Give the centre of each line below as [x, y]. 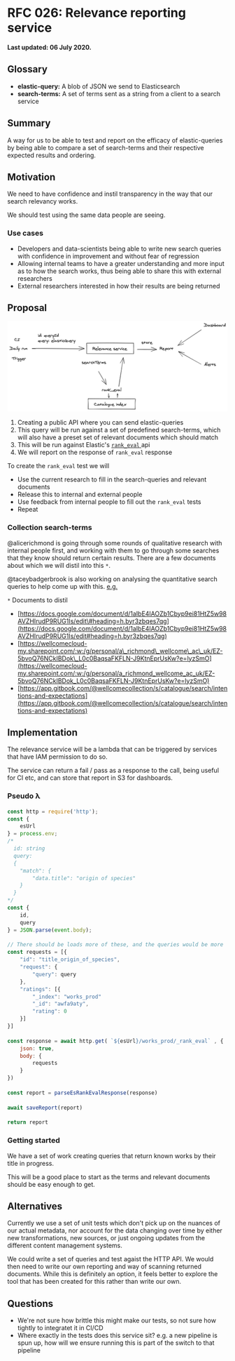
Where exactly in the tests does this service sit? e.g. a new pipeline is [117, 1336]
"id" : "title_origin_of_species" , [70, 960]
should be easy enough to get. [51, 1184]
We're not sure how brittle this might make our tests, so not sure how [117, 1320]
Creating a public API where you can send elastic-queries [100, 423]
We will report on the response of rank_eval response [95, 452]
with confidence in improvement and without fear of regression [108, 256]
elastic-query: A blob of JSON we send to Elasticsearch [99, 86]
